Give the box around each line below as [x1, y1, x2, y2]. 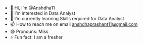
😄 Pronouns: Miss [10, 28, 49, 34]
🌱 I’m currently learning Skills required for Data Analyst [10, 16, 125, 21]
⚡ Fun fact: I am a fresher [10, 34, 63, 40]
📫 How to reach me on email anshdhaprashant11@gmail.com [10, 21, 138, 27]
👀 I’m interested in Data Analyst [10, 10, 76, 16]
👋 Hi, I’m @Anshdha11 [10, 5, 55, 11]
